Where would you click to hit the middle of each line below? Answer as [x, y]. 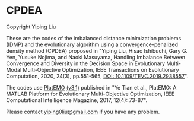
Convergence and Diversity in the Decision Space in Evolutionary [85, 63]
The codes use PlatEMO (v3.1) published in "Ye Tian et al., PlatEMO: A [91, 87]
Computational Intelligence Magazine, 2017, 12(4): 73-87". [77, 100]
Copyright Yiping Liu [31, 27]
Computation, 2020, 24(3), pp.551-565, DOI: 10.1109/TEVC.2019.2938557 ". [97, 76]
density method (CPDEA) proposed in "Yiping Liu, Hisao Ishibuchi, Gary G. [97, 50]
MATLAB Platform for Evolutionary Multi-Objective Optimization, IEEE [90, 94]
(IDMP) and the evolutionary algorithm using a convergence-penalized [92, 44]
